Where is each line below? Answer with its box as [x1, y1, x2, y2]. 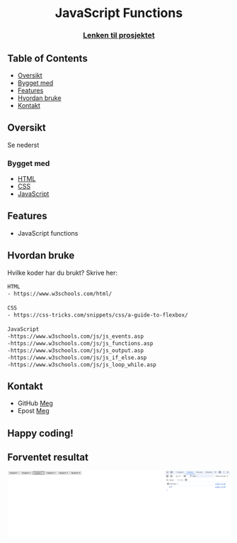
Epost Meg [17, 407, 50, 415]
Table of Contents [7, 52, 88, 65]
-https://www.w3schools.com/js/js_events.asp [7, 332, 144, 340]
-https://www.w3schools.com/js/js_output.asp [7, 346, 144, 354]
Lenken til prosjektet [83, 31, 155, 40]
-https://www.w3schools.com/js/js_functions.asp [7, 339, 154, 347]
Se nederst [7, 141, 40, 149]
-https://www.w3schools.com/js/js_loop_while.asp [7, 361, 157, 368]
